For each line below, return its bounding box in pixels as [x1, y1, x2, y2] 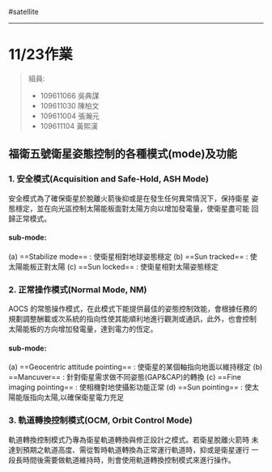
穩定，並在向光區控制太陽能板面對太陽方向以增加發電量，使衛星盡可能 [15, 203, 249, 213]
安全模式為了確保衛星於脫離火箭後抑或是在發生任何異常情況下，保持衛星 [8, 193, 249, 203]
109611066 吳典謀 [40, 91, 100, 100]
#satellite [8, 7, 39, 16]
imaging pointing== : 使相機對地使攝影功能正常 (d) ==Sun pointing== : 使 [8, 382, 253, 392]
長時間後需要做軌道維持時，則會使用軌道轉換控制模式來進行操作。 [15, 455, 236, 465]
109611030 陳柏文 [40, 100, 100, 110]
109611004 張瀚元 [40, 111, 100, 121]
